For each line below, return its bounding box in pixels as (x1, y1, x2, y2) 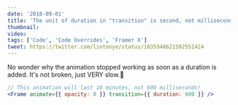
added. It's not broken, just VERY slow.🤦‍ (7, 70, 125, 79)
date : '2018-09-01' (7, 10, 65, 18)
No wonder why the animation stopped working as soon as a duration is (7, 63, 217, 71)
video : (7, 30, 27, 38)
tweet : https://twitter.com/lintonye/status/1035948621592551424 (7, 43, 204, 50)
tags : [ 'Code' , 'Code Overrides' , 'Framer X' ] (7, 37, 147, 44)
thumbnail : (7, 23, 40, 31)
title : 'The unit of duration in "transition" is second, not (7, 17, 195, 24)
